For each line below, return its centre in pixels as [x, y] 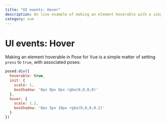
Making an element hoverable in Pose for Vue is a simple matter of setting [80, 57]
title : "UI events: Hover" [33, 10]
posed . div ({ [17, 71]
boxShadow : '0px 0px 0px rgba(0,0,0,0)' [56, 89]
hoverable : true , [27, 76]
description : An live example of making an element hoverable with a [78, 14]
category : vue [20, 19]
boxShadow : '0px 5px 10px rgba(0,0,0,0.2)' [60, 108]
